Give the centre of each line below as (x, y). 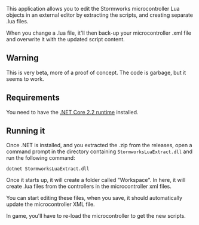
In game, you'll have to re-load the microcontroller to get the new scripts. (96, 216)
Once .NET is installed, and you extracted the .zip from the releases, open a (99, 145)
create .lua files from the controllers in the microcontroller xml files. (89, 186)
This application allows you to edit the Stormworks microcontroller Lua (93, 9)
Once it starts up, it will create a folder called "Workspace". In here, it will (96, 180)
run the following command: (41, 158)
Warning (22, 58)
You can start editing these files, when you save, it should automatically (94, 198)
